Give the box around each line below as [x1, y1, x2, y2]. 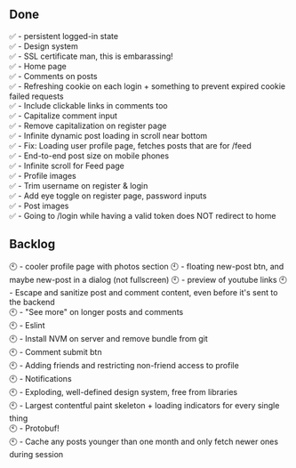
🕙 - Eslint [9, 319, 45, 330]
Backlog [9, 237, 56, 252]
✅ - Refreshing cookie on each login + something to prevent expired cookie [9, 80, 286, 92]
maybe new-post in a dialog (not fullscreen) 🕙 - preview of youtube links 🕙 [9, 274, 287, 285]
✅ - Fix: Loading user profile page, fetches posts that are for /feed [9, 140, 252, 150]
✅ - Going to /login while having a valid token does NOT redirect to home [9, 210, 276, 221]
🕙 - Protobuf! [9, 423, 60, 433]
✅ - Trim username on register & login [9, 180, 148, 190]
